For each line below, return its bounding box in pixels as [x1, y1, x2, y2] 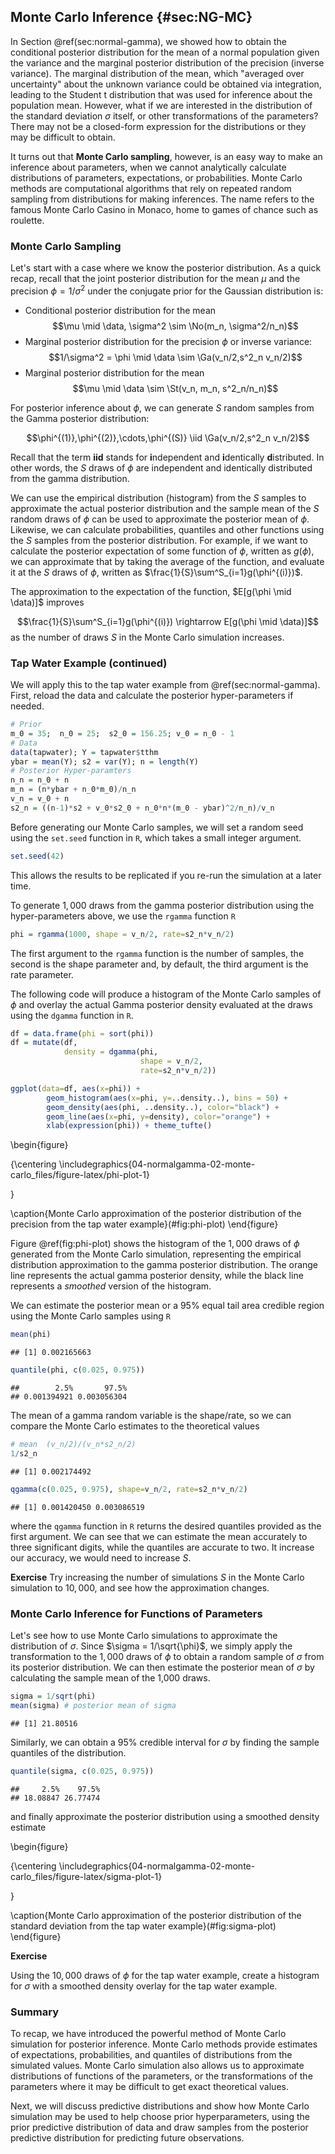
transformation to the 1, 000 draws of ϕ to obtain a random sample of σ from [10, 1650, 325, 1662]
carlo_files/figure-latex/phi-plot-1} [10, 1169, 150, 1181]
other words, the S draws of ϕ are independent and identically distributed [10, 461, 313, 474]
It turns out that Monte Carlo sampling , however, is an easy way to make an [10, 150, 323, 162]
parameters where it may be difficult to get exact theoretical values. [10, 2080, 289, 2092]
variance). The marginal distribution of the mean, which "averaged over [10, 67, 305, 79]
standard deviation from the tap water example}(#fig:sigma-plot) [10, 1920, 277, 1932]
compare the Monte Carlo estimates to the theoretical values [10, 1420, 260, 1432]
